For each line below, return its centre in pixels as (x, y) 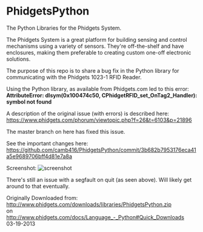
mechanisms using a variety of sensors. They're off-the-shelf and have (95, 46)
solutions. (18, 59)
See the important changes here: (47, 143)
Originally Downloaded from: (42, 197)
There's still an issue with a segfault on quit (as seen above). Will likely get (99, 179)
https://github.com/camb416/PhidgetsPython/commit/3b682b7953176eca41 (101, 150)
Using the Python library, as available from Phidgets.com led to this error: (98, 88)
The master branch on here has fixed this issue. (66, 131)
